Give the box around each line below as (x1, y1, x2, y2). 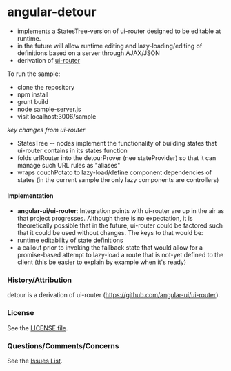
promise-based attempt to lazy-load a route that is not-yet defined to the (17, 251, 224, 259)
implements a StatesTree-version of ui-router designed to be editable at (17, 27, 221, 35)
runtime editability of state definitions (17, 236, 123, 245)
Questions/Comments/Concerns (7, 341, 119, 350)
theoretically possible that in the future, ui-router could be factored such (17, 221, 223, 230)
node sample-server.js (17, 105, 81, 113)
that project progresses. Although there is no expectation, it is (17, 214, 193, 223)
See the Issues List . (7, 357, 63, 365)
